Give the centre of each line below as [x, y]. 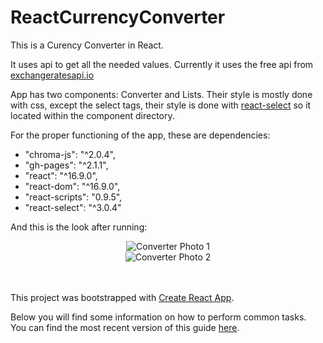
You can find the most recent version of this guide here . [125, 327]
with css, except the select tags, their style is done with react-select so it [161, 105]
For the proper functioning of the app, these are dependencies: [140, 135]
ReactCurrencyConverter [118, 17]
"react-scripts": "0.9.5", [73, 197]
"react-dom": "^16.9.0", [72, 186]
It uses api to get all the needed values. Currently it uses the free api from [162, 64]
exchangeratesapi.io [52, 75]
